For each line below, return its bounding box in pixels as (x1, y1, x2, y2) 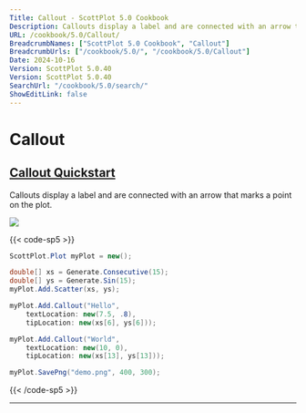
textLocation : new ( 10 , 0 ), (25, 343, 128, 352)
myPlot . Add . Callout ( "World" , (9, 335, 120, 344)
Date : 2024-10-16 (9, 56, 76, 65)
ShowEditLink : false (9, 89, 88, 98)
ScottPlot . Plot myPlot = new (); (9, 252, 132, 261)
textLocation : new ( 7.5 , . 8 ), (25, 309, 137, 319)
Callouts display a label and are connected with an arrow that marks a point (9, 189, 292, 201)
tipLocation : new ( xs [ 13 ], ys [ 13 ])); (25, 352, 166, 361)
